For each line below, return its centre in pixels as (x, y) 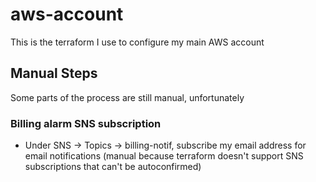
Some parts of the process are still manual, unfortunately (127, 97)
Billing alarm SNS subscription (86, 123)
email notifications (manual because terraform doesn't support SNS (164, 156)
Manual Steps (54, 73)
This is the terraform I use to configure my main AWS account (137, 42)
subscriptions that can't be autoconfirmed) (113, 167)
